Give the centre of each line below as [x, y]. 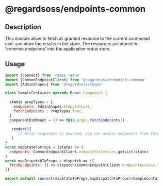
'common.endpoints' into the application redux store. [58, 49]
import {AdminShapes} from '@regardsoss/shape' [54, 84]
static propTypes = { [31, 102]
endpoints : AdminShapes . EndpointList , [53, 107]
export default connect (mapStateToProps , [48, 179]
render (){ [21, 129]
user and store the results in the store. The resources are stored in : [72, 44]
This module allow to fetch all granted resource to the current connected [78, 38]
